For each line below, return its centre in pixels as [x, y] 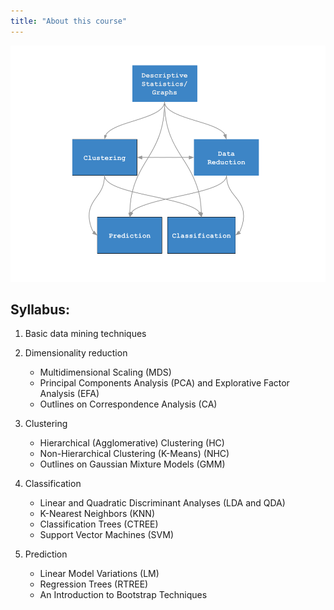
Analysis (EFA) [69, 394]
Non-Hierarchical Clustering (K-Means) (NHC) [134, 454]
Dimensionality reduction [76, 353]
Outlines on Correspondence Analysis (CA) [128, 404]
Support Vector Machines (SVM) [106, 535]
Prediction [46, 554]
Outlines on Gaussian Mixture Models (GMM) [132, 464]
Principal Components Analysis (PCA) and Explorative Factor [164, 383]
